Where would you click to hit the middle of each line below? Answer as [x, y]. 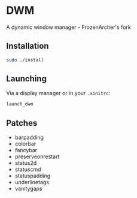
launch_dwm [20, 104]
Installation [28, 46]
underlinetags [32, 182]
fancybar [26, 150]
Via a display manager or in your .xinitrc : [58, 93]
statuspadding [33, 176]
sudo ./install [25, 60]
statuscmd [28, 170]
